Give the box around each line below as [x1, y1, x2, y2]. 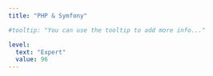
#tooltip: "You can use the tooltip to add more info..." [8, 26, 206, 34]
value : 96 [15, 55, 48, 64]
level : [8, 41, 30, 49]
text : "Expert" [15, 48, 66, 56]
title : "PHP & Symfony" [8, 11, 88, 20]
